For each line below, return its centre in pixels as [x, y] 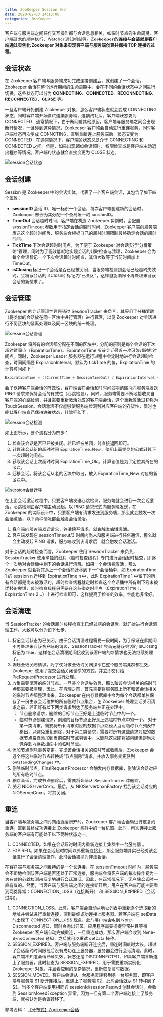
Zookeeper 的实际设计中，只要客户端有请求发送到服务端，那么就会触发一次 [80, 512]
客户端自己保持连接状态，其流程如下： [52, 412]
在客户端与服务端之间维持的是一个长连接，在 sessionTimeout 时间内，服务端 [81, 867]
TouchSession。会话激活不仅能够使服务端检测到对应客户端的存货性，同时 [79, 406]
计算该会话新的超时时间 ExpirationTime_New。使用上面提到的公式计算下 [84, 449]
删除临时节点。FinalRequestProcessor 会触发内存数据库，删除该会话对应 [85, 768]
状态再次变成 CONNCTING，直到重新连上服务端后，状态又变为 [76, 134]
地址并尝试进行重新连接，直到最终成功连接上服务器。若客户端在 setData [84, 914]
